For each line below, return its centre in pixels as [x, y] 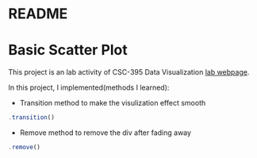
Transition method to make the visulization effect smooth [113, 103]
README [38, 14]
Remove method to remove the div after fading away [105, 133]
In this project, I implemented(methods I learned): [89, 87]
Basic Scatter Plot [68, 50]
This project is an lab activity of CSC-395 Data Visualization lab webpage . [129, 72]
